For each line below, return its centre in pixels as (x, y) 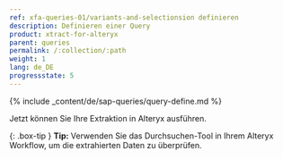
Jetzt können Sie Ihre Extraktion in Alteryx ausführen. (108, 118)
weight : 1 (28, 59)
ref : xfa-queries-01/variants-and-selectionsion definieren (124, 17)
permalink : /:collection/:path (68, 51)
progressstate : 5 (42, 76)
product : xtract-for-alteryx (64, 34)
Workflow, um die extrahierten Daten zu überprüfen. (106, 145)
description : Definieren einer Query (80, 26)
